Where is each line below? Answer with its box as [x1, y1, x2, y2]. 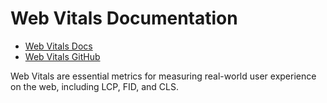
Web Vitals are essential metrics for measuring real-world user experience [10, 70, 317, 82]
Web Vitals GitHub [24, 50, 101, 62]
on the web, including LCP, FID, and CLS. [10, 80, 179, 92]
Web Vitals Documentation [10, 7, 238, 30]
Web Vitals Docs [24, 40, 93, 52]
